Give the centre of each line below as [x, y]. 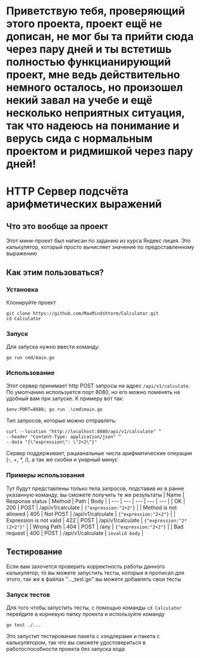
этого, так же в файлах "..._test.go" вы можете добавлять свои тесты [94, 579]
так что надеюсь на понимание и [93, 126]
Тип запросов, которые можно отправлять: [61, 420]
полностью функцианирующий [89, 62]
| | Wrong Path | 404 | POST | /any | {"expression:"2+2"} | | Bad [105, 527]
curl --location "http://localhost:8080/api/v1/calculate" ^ [84, 432]
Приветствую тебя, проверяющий [96, 11]
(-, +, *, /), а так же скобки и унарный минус [62, 459]
